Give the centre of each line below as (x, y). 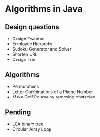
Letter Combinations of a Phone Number (52, 92)
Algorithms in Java (44, 9)
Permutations (25, 86)
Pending (18, 112)
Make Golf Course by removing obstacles (54, 97)
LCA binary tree (28, 124)
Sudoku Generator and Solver (42, 49)
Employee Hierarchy (32, 44)
